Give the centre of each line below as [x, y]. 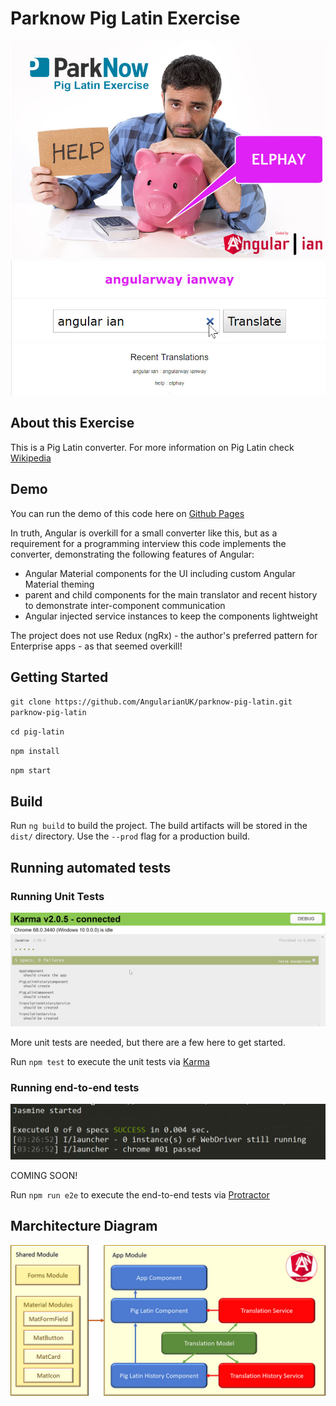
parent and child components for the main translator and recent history [171, 594]
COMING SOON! [44, 1175]
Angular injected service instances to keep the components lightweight [171, 616]
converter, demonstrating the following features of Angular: [132, 554]
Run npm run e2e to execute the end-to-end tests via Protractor [140, 1194]
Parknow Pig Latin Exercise [125, 18]
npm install [35, 752]
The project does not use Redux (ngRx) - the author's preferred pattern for [164, 635]
